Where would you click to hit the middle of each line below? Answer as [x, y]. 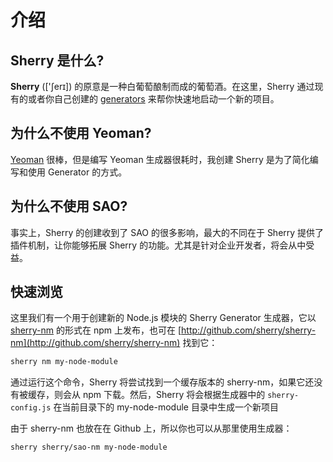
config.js [31, 408]
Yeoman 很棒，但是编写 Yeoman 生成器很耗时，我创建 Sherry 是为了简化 [160, 159]
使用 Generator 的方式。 [77, 172]
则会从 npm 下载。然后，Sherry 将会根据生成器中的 [159, 395]
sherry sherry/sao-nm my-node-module [89, 447]
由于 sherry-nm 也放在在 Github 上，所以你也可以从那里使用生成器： [151, 428]
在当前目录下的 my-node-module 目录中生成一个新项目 [166, 407]
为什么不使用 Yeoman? [81, 133]
